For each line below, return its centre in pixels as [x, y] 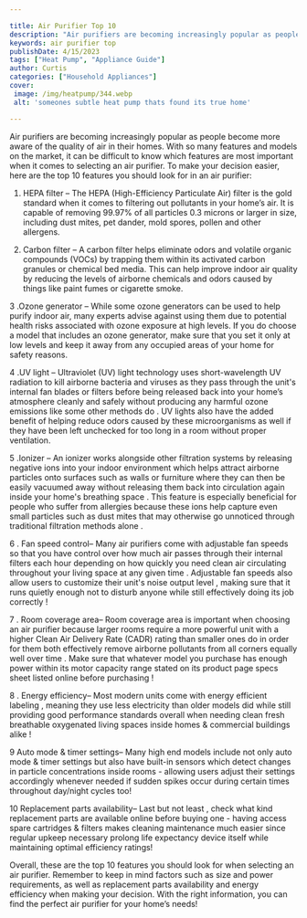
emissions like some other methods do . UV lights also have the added [142, 411]
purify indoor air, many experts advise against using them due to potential [148, 315]
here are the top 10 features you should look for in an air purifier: [131, 175]
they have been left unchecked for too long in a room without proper [138, 430]
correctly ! [29, 601]
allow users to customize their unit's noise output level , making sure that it [150, 582]
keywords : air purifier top [63, 43]
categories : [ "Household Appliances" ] [83, 77]
